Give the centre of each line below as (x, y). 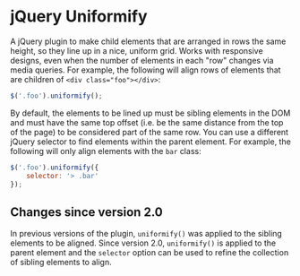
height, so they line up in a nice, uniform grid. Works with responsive (137, 50)
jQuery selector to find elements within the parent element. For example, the (151, 142)
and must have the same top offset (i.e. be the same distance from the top (147, 122)
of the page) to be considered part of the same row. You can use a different (150, 132)
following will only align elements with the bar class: (106, 151)
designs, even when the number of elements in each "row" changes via (142, 60)
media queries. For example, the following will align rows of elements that (146, 70)
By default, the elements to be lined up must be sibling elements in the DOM (150, 113)
